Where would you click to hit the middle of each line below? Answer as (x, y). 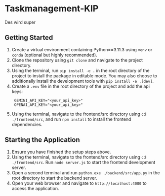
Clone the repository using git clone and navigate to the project (77, 60)
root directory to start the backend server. (54, 178)
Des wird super (20, 22)
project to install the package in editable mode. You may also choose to (84, 76)
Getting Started (29, 38)
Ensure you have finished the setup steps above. (61, 152)
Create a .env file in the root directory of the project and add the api (81, 86)
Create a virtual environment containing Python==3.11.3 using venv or (82, 49)
